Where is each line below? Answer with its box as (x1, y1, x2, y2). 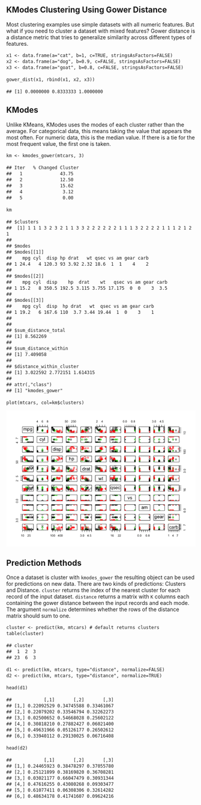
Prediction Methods (6, 558, 82, 568)
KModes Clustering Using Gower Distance (6, 5, 167, 15)
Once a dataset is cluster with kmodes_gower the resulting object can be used (6, 574, 195, 581)
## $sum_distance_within (6, 345, 68, 351)
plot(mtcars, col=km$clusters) (6, 399, 85, 406)
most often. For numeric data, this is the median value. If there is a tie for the (6, 134, 195, 141)
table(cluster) (6, 631, 44, 637)
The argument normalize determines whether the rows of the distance (6, 606, 179, 613)
